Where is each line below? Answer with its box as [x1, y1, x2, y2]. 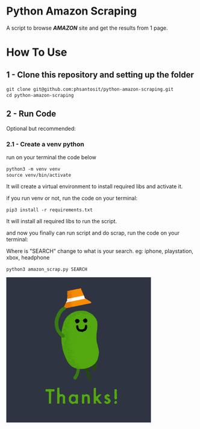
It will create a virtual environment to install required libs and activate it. [6, 183, 183, 190]
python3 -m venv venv [6, 166, 61, 172]
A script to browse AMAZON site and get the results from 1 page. [6, 24, 168, 31]
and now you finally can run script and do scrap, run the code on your [6, 229, 180, 237]
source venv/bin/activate [6, 172, 71, 178]
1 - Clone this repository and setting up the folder [6, 70, 194, 80]
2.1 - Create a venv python [6, 140, 84, 148]
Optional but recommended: [6, 125, 77, 132]
